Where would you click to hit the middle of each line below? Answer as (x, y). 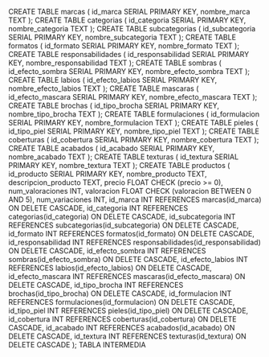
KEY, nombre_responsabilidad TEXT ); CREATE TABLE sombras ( (115, 63)
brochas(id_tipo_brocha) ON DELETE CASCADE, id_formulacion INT (120, 293)
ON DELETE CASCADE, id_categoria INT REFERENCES (98, 208)
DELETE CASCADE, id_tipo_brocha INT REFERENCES (96, 285)
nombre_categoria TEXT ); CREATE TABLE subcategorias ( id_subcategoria (132, 29)
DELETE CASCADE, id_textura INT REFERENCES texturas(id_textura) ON (127, 336)
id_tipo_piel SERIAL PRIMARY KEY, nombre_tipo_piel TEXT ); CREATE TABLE (134, 131)
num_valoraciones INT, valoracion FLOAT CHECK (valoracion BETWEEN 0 (130, 191)
